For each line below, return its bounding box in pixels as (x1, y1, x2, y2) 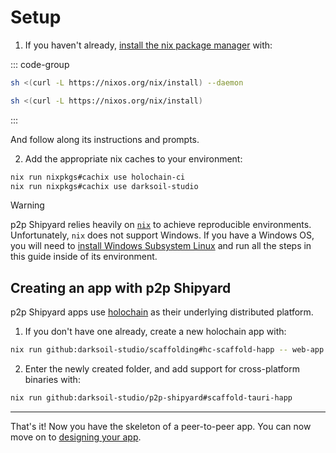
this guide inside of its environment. (10, 251, 158, 263)
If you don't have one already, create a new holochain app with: (24, 326, 287, 338)
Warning (10, 199, 45, 211)
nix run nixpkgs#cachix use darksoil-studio (10, 181, 199, 191)
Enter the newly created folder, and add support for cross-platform (24, 363, 300, 375)
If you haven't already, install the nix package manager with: (24, 39, 273, 51)
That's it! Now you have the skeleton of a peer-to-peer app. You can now (10, 421, 312, 432)
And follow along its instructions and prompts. (10, 133, 200, 145)
